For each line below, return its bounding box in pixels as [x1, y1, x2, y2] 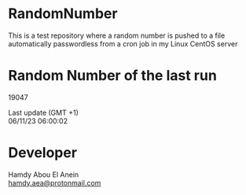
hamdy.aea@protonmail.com [8, 178, 101, 187]
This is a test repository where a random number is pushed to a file [8, 31, 226, 40]
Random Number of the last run [8, 67, 218, 85]
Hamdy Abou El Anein [8, 170, 79, 179]
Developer [8, 144, 77, 162]
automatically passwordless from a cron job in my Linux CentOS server [8, 39, 238, 48]
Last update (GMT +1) [8, 108, 79, 117]
